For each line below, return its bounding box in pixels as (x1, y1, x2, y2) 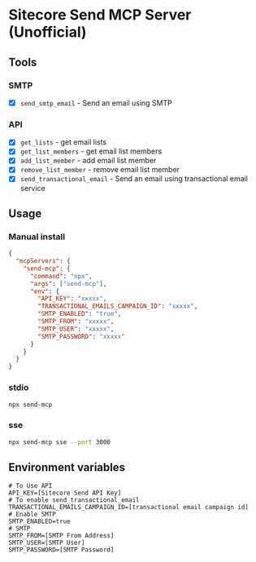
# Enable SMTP (8, 510, 57, 519)
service (20, 183, 46, 192)
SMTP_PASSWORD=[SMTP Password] (8, 546, 115, 554)
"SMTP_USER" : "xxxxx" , (37, 325, 115, 333)
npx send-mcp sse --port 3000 (8, 438, 111, 446)
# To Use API (8, 482, 53, 491)
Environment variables (8, 460, 126, 474)
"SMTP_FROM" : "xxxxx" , (37, 318, 115, 326)
